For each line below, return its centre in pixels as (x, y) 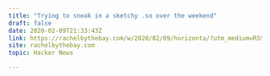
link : (17, 38)
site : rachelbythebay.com (51, 46)
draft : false (30, 23)
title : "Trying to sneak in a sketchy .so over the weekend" (113, 16)
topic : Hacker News (41, 53)
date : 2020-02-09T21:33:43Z (55, 30)
